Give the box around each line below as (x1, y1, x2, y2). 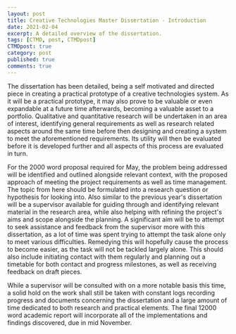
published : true (7, 56, 55, 63)
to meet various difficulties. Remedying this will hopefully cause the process (7, 237, 229, 246)
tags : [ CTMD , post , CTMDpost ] (7, 37, 97, 44)
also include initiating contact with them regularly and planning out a (7, 252, 206, 261)
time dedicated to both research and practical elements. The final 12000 (7, 303, 217, 311)
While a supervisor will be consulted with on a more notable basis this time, (7, 281, 226, 289)
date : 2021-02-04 (7, 23, 58, 30)
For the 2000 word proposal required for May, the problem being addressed (7, 162, 228, 171)
